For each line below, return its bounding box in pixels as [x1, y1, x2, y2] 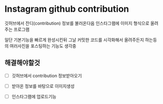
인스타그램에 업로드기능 [11, 93, 57, 99]
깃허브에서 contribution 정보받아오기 [11, 73, 82, 78]
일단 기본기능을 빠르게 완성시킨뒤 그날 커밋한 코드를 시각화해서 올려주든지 [4, 37, 144, 43]
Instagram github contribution [4, 3, 129, 15]
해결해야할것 [4, 59, 40, 67]
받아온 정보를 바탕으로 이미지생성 [11, 83, 75, 89]
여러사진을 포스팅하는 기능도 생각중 [9, 43, 77, 49]
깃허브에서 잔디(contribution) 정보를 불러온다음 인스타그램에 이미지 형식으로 [4, 20, 150, 26]
